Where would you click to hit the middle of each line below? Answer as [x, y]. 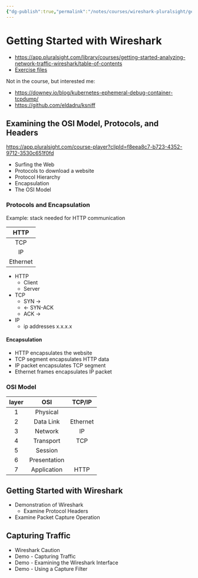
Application [47, 469]
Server [32, 288]
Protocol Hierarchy [37, 177]
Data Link [47, 422]
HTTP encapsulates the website [53, 353]
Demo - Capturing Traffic [45, 556]
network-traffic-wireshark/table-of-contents [68, 63]
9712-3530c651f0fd [30, 153]
